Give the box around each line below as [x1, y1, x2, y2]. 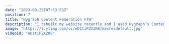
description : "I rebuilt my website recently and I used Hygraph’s [5, 21, 150, 27]
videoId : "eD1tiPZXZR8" [5, 31, 55, 36]
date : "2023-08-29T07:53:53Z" [5, 7, 69, 13]
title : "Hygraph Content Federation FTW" [5, 17, 94, 22]
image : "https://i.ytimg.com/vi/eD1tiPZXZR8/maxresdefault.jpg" [5, 26, 143, 31]
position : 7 [5, 12, 30, 17]
